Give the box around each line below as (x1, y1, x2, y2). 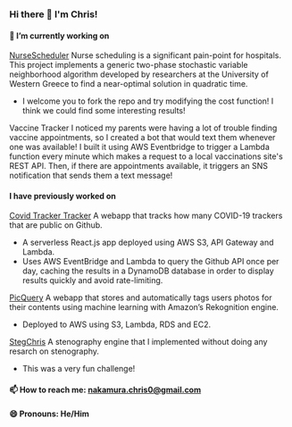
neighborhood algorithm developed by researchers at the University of (9, 69, 270, 80)
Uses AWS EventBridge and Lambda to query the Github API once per (21, 256, 279, 267)
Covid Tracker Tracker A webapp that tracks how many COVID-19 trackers (9, 210, 283, 222)
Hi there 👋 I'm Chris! (9, 8, 98, 21)
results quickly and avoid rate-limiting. (21, 275, 163, 286)
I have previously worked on (9, 190, 116, 201)
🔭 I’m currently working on (9, 30, 110, 41)
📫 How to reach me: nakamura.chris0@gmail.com (9, 384, 202, 395)
